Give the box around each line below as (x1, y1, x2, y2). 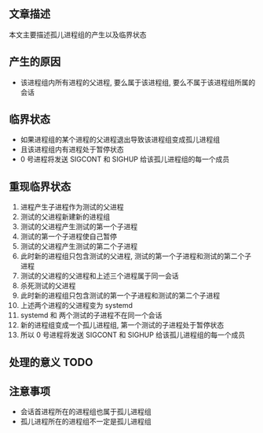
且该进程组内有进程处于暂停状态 (20, 145, 124, 154)
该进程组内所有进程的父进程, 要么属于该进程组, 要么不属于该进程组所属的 (20, 77, 256, 87)
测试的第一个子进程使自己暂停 (20, 231, 117, 242)
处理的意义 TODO (9, 355, 93, 368)
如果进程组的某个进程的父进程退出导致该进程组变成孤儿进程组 (20, 135, 221, 144)
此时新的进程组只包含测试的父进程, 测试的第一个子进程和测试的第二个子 (20, 251, 252, 261)
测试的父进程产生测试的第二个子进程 (20, 242, 138, 251)
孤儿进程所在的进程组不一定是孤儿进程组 (20, 416, 152, 427)
